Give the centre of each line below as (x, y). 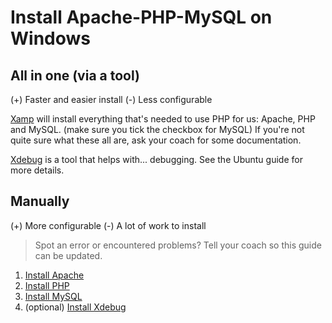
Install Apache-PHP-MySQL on (141, 17)
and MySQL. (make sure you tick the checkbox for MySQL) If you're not (157, 129)
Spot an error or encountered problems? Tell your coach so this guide (178, 245)
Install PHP (47, 285)
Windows (50, 38)
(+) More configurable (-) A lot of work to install (108, 225)
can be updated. (68, 255)
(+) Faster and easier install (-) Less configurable (111, 99)
